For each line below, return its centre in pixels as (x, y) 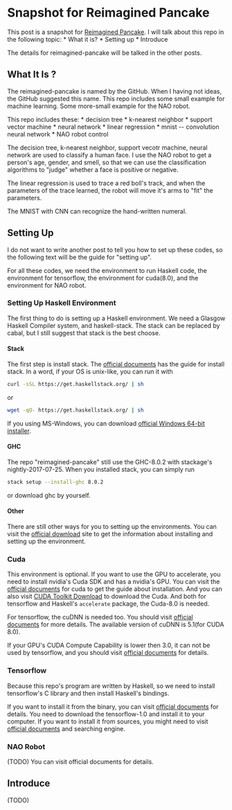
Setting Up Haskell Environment (62, 303)
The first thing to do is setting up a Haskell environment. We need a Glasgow (116, 318)
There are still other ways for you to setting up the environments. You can (112, 527)
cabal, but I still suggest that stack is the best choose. (84, 333)
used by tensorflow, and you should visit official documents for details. (108, 653)
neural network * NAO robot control (58, 134)
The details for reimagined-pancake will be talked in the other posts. (105, 53)
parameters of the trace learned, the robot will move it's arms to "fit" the (110, 190)
